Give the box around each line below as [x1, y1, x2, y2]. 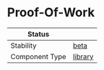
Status [27, 29, 50, 39]
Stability [10, 41, 37, 50]
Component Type [10, 52, 66, 61]
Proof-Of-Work [7, 5, 95, 20]
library [73, 52, 94, 61]
